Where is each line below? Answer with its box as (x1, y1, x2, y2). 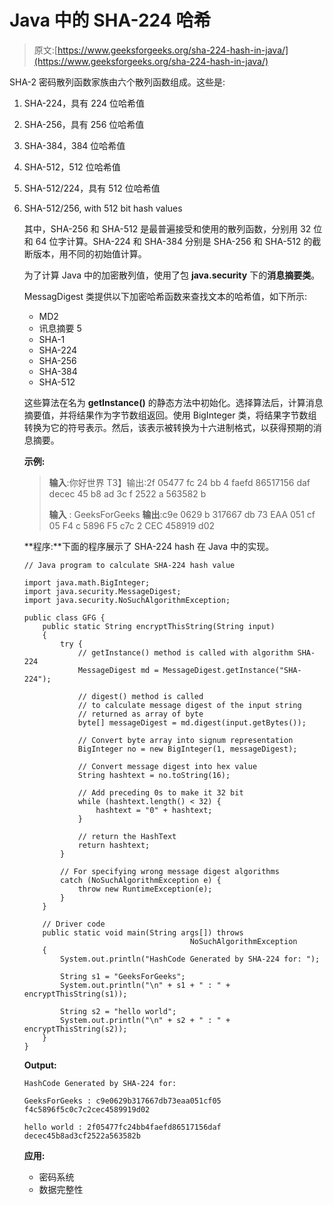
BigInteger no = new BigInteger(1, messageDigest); (77, 744, 298, 754)
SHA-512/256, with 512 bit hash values (23, 202, 183, 214)
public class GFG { (23, 612, 106, 623)
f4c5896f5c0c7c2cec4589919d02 (23, 1104, 151, 1115)
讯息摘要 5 (38, 322, 82, 334)
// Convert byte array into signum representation (77, 735, 294, 745)
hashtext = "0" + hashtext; (95, 805, 213, 815)
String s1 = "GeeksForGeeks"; (60, 971, 186, 981)
